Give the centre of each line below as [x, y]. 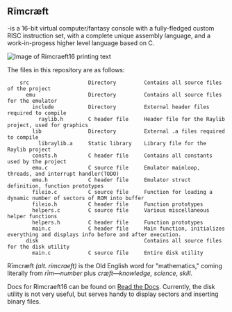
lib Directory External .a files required [129, 131]
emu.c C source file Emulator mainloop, [116, 167]
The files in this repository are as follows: [66, 69]
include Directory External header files [121, 107]
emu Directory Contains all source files [124, 95]
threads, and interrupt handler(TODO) [63, 174]
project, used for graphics [48, 125]
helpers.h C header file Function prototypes [118, 222]
